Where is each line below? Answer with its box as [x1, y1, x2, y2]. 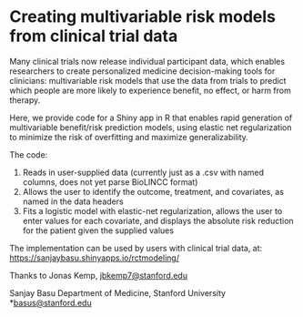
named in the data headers [22, 196, 125, 207]
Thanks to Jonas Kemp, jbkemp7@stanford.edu [9, 270, 188, 281]
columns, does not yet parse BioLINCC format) [22, 176, 198, 188]
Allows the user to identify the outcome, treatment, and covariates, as [22, 186, 285, 197]
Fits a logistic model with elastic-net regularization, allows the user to [22, 205, 283, 216]
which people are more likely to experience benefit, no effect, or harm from [9, 85, 291, 96]
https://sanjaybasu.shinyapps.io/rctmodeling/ [9, 252, 180, 263]
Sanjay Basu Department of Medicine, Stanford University [9, 287, 226, 298]
